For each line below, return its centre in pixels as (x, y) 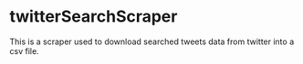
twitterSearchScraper (94, 17)
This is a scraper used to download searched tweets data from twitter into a (152, 41)
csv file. (24, 50)
